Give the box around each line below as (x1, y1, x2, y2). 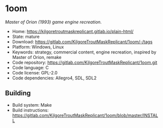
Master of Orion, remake (12, 54, 62, 60)
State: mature (12, 34, 40, 39)
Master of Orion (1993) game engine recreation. (5, 19, 102, 25)
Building (5, 89, 31, 97)
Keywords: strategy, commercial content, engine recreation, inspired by (12, 49, 157, 55)
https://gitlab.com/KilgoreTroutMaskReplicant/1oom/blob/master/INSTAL (12, 112, 158, 118)
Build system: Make (12, 102, 52, 108)
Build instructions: (12, 107, 49, 113)
